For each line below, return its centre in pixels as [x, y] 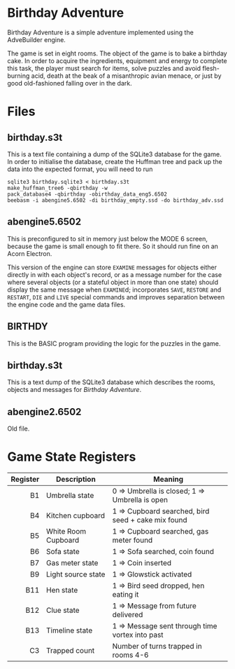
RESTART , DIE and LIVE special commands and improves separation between [116, 297]
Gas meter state [72, 563]
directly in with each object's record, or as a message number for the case [115, 274]
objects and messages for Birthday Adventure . [74, 390]
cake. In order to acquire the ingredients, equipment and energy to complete [117, 60]
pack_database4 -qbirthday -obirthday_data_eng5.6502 [87, 194]
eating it [126, 595]
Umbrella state [70, 496]
